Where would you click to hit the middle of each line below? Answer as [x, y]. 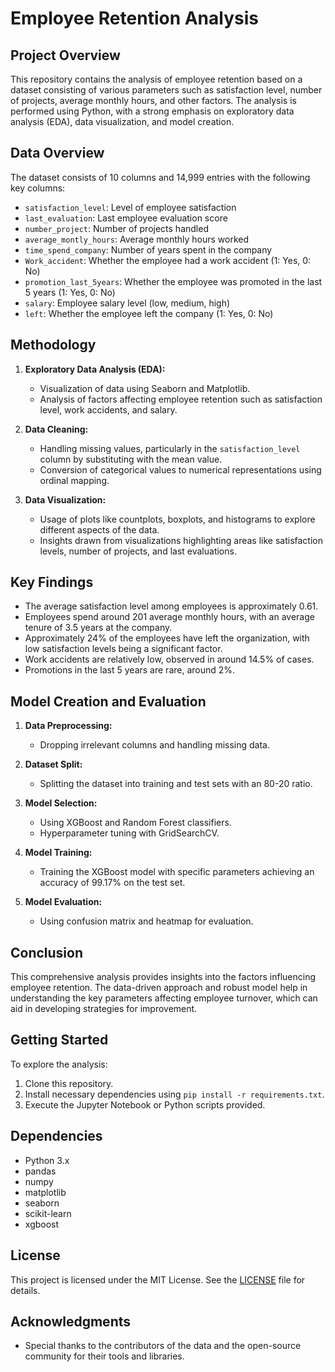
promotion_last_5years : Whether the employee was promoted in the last [173, 281]
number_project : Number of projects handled [116, 228]
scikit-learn [48, 1213]
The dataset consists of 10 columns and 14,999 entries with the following [160, 177]
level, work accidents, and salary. [108, 409]
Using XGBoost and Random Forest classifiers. [135, 823]
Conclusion [47, 952]
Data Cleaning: [56, 429]
